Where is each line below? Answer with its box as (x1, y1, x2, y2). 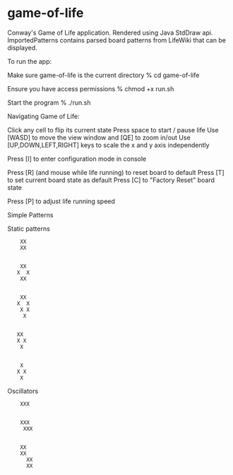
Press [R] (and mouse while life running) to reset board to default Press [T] (7, 168, 225, 176)
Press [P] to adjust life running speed (7, 197, 115, 205)
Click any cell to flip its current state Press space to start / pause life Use (7, 125, 219, 134)
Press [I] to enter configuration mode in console (7, 154, 147, 163)
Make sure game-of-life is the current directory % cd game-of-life (7, 71, 200, 79)
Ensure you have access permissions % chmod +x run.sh (7, 84, 174, 93)
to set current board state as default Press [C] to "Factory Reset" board (7, 176, 215, 184)
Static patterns (7, 224, 51, 233)
